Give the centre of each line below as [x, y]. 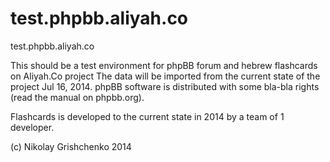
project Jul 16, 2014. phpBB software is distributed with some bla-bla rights [165, 86]
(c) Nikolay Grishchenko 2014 [71, 146]
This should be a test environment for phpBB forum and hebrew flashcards [164, 65]
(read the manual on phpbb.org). [77, 97]
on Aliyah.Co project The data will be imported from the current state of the [165, 76]
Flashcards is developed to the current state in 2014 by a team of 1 [147, 116]
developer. [32, 127]
